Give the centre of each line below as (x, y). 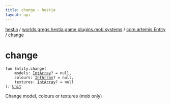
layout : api (18, 15)
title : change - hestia (31, 10)
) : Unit (13, 87)
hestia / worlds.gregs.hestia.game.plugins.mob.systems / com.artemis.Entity (85, 29)
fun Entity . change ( (26, 69)
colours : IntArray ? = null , (44, 78)
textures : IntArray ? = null (44, 82)
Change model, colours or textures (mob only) (54, 96)
